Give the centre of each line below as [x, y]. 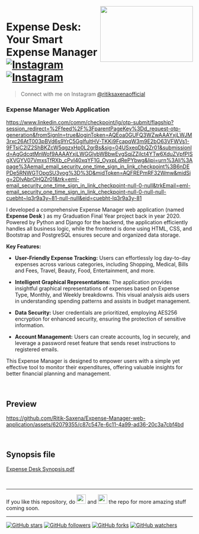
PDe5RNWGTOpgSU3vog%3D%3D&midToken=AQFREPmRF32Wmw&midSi [99, 173]
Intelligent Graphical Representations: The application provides [94, 282]
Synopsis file [31, 455]
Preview [22, 404]
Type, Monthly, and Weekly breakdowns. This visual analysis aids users [102, 295]
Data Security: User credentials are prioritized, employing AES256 [96, 313]
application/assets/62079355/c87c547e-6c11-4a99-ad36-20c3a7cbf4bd [95, 425]
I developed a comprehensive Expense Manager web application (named [95, 210]
